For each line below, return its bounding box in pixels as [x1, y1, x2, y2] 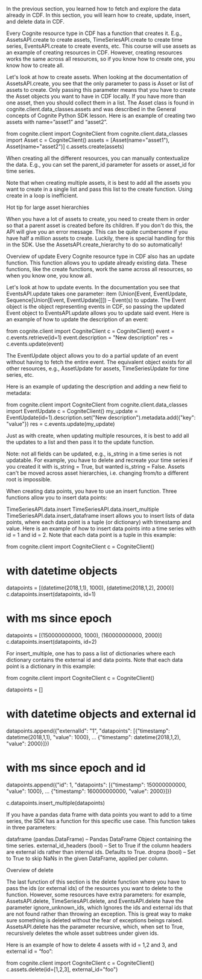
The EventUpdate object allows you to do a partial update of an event [6, 352, 178, 359]
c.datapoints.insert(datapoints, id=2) [6, 638, 97, 645]
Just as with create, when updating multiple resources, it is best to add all [6, 432, 189, 439]
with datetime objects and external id [6, 707, 197, 721]
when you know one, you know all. [6, 272, 92, 279]
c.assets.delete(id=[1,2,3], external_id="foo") [6, 966, 118, 973]
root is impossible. [6, 476, 52, 483]
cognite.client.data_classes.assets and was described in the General [6, 106, 177, 112]
